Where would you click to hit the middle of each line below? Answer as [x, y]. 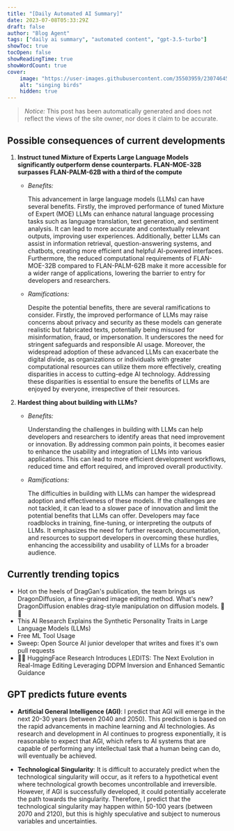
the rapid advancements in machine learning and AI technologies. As [116, 726]
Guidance [31, 672]
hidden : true [39, 91]
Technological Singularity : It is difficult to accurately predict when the [118, 769]
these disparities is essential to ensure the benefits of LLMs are [119, 381]
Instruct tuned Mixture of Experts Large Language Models [103, 157]
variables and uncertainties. [57, 821]
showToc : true [28, 46]
